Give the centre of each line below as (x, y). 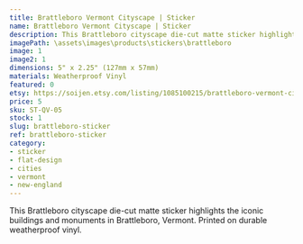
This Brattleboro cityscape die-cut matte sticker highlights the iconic (137, 211)
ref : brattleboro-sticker (58, 135)
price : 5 (26, 101)
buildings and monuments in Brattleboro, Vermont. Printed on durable (138, 221)
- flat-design (36, 160)
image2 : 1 (28, 59)
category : (28, 143)
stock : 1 (26, 118)
